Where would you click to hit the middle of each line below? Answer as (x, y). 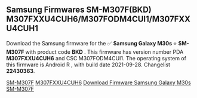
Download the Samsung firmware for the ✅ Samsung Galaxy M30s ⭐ (92, 43)
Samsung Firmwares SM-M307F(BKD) (79, 10)
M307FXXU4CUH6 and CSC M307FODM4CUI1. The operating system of (96, 58)
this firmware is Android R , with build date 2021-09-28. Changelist (88, 65)
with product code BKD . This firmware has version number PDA (104, 52)
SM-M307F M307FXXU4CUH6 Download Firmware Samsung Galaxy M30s (98, 82)
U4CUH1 (22, 28)
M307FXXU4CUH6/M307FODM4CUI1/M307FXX (98, 19)
